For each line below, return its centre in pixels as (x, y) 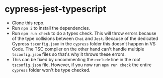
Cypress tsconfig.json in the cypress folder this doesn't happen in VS (84, 43)
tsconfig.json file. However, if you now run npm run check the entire (82, 65)
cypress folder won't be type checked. (51, 70)
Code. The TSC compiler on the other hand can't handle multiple (78, 49)
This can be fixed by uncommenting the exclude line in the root (76, 59)
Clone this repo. (28, 23)
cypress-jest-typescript (55, 9)
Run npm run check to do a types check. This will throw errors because (84, 33)
